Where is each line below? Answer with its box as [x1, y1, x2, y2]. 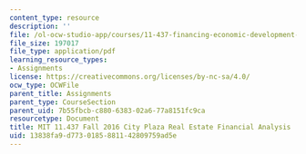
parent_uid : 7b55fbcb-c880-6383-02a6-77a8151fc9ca [9, 106, 206, 115]
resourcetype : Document [9, 114, 100, 123]
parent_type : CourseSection [9, 97, 117, 107]
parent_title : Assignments [9, 89, 112, 98]
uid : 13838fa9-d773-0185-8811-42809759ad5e [9, 131, 178, 140]
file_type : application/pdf [9, 47, 117, 56]
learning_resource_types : [9, 55, 107, 64]
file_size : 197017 [9, 38, 79, 48]
